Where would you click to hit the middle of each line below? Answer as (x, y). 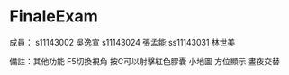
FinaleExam (54, 17)
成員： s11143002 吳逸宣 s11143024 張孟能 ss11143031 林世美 (122, 42)
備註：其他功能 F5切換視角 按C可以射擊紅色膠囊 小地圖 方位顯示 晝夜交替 (145, 61)
